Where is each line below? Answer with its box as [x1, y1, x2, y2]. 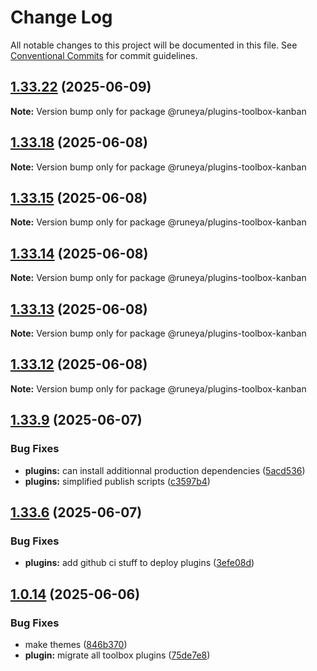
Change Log [10, 6, 113, 29]
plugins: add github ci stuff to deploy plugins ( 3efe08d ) [24, 557, 255, 569]
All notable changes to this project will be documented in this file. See [10, 39, 298, 51]
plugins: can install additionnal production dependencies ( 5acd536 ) [24, 464, 306, 476]
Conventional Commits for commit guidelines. [10, 49, 198, 61]
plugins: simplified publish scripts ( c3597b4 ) [24, 475, 211, 487]
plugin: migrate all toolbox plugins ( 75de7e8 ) [24, 649, 211, 661]
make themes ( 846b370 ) [24, 638, 128, 650]
